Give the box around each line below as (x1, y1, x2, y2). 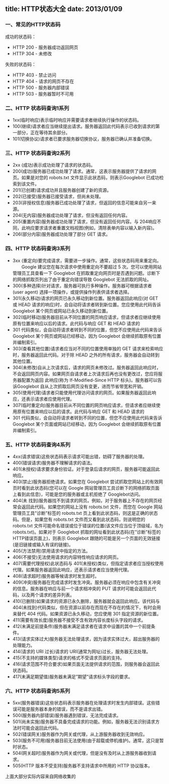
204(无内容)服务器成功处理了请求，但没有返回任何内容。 (12, 212, 130, 218)
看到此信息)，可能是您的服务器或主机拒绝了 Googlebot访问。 (17, 491, 143, 497)
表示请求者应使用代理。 (26, 396, 74, 402)
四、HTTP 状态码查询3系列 (5, 245, 70, 252)
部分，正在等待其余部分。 (17, 129, 70, 135)
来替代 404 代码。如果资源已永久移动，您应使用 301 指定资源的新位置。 (12, 610, 161, 616)
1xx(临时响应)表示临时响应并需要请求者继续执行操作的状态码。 (12, 117, 142, 123)
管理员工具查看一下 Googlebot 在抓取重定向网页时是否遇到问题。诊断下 (12, 270, 160, 276)
